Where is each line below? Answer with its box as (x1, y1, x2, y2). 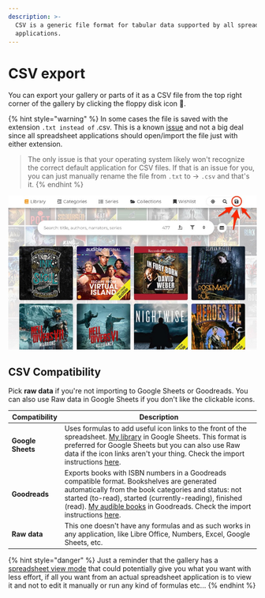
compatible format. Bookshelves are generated (64, 476, 217, 486)
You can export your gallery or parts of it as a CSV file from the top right (8, 91, 242, 100)
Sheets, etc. (64, 538, 103, 547)
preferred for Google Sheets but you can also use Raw (64, 440, 241, 449)
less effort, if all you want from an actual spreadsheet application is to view (8, 572, 252, 581)
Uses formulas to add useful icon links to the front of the (64, 423, 247, 433)
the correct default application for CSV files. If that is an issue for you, (27, 163, 255, 173)
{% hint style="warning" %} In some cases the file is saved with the (8, 115, 229, 124)
